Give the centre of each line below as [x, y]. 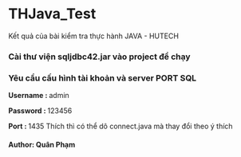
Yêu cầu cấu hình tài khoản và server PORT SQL [103, 78]
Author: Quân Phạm [42, 144]
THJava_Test [52, 14]
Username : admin [39, 96]
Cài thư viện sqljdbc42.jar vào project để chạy [99, 57]
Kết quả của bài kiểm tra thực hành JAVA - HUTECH [94, 36]
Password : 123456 [40, 111]
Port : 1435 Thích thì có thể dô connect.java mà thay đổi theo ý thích [120, 126]
